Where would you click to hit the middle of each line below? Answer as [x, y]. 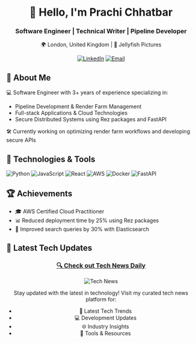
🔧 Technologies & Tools [51, 159]
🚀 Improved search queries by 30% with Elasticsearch [82, 229]
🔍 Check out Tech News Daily [101, 266]
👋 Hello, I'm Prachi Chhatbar [101, 12]
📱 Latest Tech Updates [49, 248]
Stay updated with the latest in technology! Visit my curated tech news [101, 293]
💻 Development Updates [106, 318]
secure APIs [21, 140]
